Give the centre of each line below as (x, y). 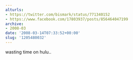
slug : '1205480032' (26, 38)
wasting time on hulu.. (28, 52)
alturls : (14, 10)
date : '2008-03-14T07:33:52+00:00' (43, 33)
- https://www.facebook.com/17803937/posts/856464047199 (67, 19)
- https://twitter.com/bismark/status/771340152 (58, 14)
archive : (14, 24)
